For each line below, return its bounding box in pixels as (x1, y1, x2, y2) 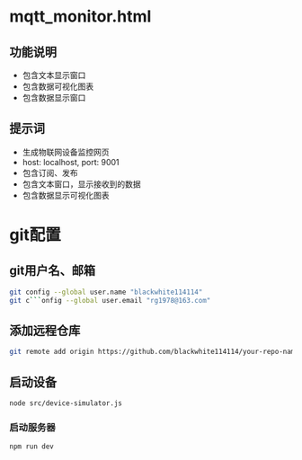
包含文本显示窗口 (22, 70, 86, 80)
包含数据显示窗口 (22, 93, 86, 102)
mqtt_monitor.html (9, 6, 152, 27)
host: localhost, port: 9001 (22, 156, 120, 167)
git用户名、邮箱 (9, 263, 96, 279)
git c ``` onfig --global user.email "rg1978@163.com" (9, 296, 211, 305)
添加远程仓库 (9, 323, 81, 338)
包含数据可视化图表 (22, 81, 94, 92)
